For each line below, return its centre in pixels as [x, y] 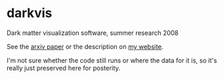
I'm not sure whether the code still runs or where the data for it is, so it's [112, 60]
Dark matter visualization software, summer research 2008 [93, 33]
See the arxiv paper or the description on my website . [85, 46]
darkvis [29, 13]
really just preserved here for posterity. [64, 68]
